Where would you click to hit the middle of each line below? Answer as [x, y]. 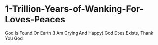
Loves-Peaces [35, 19]
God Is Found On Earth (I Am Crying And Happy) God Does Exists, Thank [79, 33]
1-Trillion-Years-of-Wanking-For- [75, 9]
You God [14, 38]
